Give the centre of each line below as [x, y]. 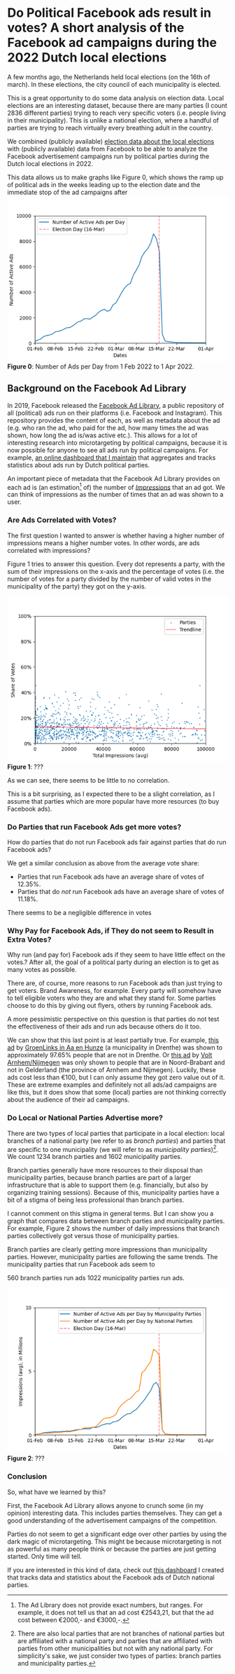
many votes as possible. [42, 970]
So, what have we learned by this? [57, 1492]
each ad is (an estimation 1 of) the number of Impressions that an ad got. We [116, 486]
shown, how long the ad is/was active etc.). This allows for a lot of [102, 435]
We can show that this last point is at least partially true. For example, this [113, 1040]
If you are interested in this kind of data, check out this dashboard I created [116, 1570]
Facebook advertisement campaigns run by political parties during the [108, 156]
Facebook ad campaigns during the [112, 43]
